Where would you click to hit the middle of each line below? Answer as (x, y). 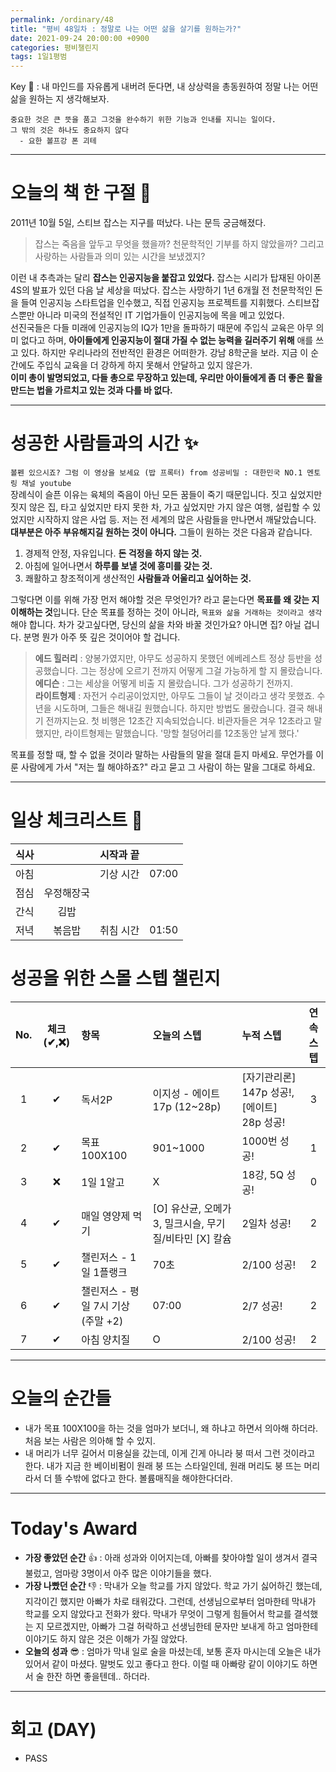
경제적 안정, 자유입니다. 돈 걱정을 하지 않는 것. (113, 553)
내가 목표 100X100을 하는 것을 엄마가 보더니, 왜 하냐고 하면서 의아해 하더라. (171, 1428)
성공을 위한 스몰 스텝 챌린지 (115, 978)
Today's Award (74, 1528)
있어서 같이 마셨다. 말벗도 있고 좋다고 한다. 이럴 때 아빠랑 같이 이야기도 (162, 1663)
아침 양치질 (106, 1339)
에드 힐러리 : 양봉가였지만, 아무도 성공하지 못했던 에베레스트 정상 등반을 (173, 658)
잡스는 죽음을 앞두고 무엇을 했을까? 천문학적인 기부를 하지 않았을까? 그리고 (179, 244)
